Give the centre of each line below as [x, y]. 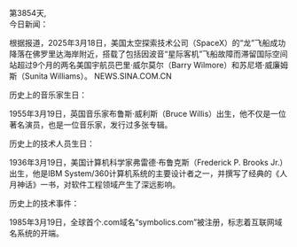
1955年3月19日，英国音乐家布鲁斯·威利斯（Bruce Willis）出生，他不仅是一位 [148, 114]
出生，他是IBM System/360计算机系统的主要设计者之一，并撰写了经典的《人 [148, 174]
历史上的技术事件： [44, 203]
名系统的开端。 [36, 233]
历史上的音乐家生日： [48, 95]
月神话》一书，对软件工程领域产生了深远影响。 [94, 185]
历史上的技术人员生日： [52, 143]
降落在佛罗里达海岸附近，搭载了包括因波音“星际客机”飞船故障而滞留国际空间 [148, 54]
